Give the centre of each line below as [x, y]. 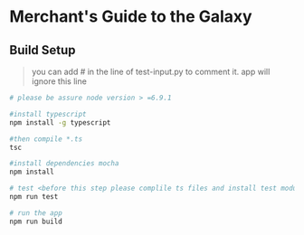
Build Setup [43, 50]
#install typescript [48, 114]
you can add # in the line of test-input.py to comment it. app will [151, 71]
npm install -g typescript [60, 122]
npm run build [36, 221]
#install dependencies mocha [64, 164]
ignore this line [59, 81]
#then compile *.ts [46, 139]
